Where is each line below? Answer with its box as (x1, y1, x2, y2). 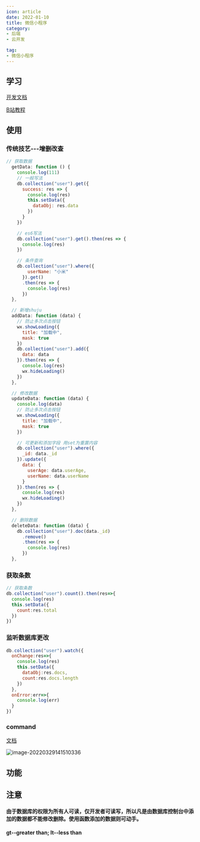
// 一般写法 (17, 175, 43, 181)
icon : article (6, 8, 42, 15)
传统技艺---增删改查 (6, 144, 64, 153)
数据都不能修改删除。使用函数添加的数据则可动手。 (16, 815, 142, 822)
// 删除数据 (11, 517, 37, 523)
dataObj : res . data (32, 203, 79, 209)
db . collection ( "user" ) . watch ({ (6, 647, 84, 653)
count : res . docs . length (21, 675, 79, 681)
